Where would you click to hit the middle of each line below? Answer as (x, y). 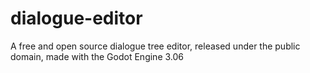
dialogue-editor (76, 18)
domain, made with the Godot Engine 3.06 (97, 56)
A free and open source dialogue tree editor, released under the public (155, 46)
